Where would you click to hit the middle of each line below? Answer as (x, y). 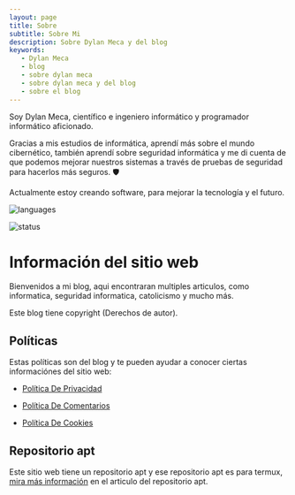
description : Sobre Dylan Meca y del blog (88, 42)
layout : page (33, 17)
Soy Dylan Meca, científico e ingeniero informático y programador (129, 117)
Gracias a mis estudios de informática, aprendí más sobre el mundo (132, 143)
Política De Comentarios (66, 406)
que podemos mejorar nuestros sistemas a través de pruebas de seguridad (146, 162)
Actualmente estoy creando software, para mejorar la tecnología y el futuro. (147, 192)
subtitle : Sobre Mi (45, 34)
